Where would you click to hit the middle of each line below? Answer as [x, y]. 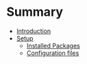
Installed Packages [53, 45]
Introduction [34, 31]
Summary [35, 12]
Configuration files [53, 53]
